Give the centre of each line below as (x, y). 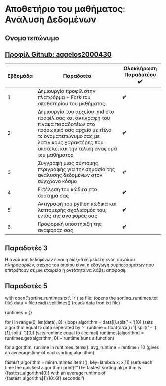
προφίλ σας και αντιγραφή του (74, 118)
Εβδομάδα (20, 76)
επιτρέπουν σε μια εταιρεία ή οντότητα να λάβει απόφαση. (66, 270)
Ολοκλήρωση (140, 69)
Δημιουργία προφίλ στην (66, 91)
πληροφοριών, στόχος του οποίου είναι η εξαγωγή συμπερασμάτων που (80, 265)
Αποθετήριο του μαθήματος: (65, 9)
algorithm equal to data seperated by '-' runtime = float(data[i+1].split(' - (79, 328)
